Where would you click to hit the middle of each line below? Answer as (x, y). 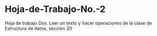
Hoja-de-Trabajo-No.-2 (55, 9)
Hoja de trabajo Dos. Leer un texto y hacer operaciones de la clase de (78, 23)
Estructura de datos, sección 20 (39, 28)
